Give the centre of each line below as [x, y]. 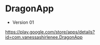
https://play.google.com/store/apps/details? [50, 32]
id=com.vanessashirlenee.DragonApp [44, 37]
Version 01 [23, 22]
